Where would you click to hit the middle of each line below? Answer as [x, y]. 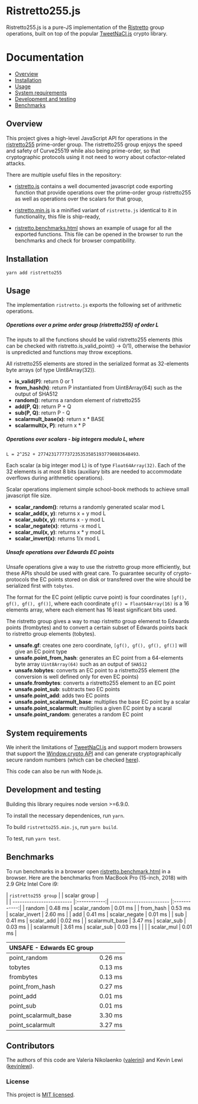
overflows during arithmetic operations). [55, 478]
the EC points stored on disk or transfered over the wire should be [111, 579]
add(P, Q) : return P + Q [43, 407]
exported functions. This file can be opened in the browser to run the [99, 234]
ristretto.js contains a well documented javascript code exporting [94, 186]
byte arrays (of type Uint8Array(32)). [51, 370]
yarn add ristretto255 [34, 273]
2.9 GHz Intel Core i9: [33, 884]
